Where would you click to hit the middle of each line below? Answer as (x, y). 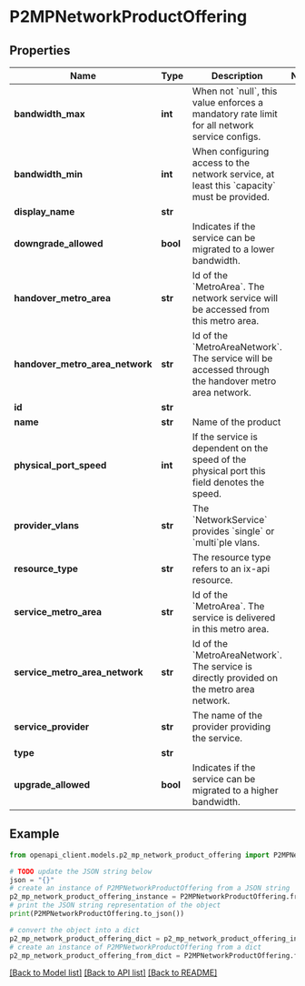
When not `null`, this (235, 91)
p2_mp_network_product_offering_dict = (85, 939)
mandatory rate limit (235, 114)
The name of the (227, 715)
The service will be (232, 358)
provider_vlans (47, 525)
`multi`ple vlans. (226, 543)
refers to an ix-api (231, 568)
